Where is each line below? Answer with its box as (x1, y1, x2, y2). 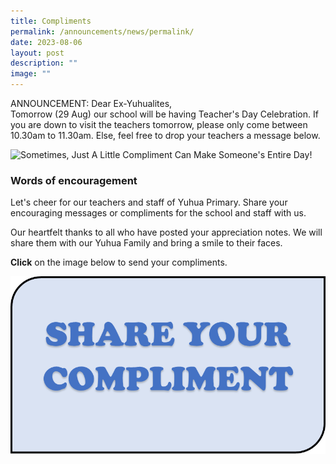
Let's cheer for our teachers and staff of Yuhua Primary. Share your (10, 196, 288, 209)
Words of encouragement (10, 173, 138, 187)
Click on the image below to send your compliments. (10, 256, 228, 269)
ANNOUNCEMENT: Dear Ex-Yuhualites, (10, 98, 173, 109)
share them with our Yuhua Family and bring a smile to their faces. (10, 237, 283, 249)
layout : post (10, 48, 65, 58)
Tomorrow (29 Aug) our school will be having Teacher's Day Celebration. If (10, 108, 319, 120)
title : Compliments (10, 16, 92, 26)
